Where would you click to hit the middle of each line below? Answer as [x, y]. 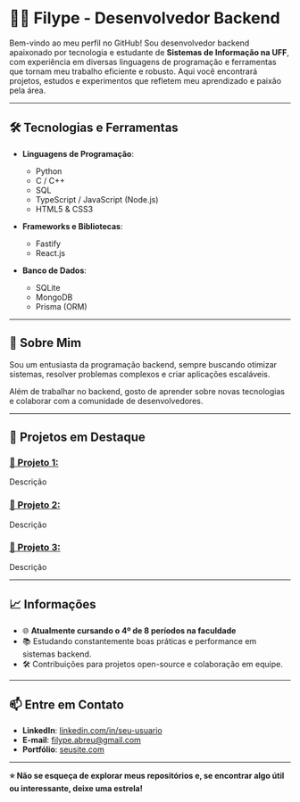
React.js [50, 252]
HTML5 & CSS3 [64, 209]
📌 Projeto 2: [35, 505]
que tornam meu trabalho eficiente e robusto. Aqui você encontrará [133, 71]
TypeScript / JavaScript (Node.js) [97, 199]
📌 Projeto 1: [34, 462]
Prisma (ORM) [61, 306]
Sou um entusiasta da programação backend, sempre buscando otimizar [143, 364]
